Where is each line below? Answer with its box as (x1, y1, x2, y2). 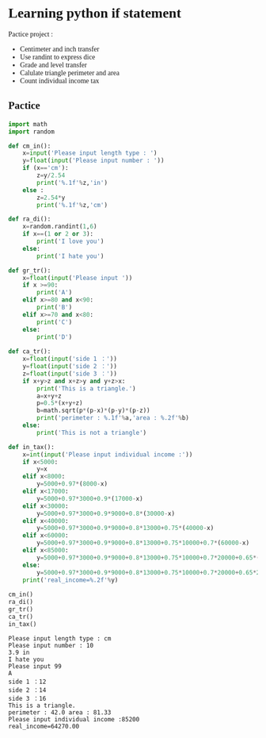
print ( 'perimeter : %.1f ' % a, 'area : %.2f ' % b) (36, 414, 190, 422)
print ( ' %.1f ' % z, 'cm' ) (36, 201, 108, 209)
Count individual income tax (19, 76, 100, 85)
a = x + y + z (36, 392, 62, 400)
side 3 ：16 (8, 694, 47, 702)
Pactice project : (8, 29, 54, 38)
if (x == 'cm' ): (22, 164, 69, 172)
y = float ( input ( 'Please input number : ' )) (22, 156, 165, 165)
